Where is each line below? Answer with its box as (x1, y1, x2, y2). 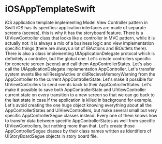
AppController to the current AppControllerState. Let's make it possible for (5, 76, 153, 82)
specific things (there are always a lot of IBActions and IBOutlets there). (5, 45, 147, 51)
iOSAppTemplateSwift (5, 3, 95, 15)
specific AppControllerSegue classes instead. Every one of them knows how (5, 112, 158, 118)
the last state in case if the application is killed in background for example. (5, 97, 153, 103)
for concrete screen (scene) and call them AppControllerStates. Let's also (5, 61, 152, 67)
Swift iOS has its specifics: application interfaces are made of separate (5, 24, 146, 30)
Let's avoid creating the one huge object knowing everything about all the (5, 102, 152, 108)
